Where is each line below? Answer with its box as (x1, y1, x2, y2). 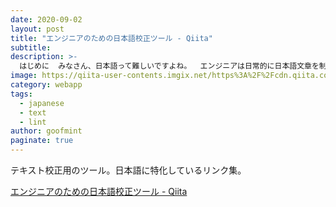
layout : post (10, 24, 65, 34)
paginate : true (10, 136, 74, 146)
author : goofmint (10, 126, 83, 136)
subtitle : (10, 42, 52, 53)
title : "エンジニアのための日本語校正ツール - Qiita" (10, 33, 213, 43)
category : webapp (10, 80, 83, 90)
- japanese (19, 98, 65, 108)
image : (10, 71, 38, 81)
